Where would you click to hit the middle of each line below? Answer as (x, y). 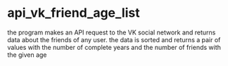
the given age (27, 55)
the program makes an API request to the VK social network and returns (112, 32)
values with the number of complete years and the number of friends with (114, 47)
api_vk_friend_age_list (74, 13)
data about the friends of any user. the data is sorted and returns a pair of (114, 39)
